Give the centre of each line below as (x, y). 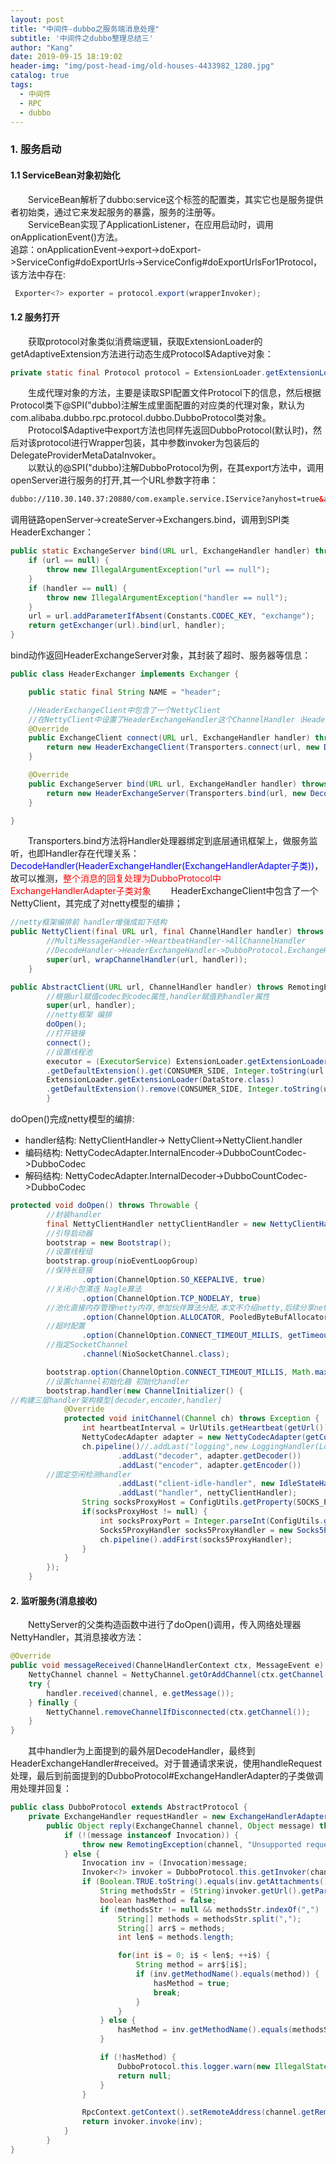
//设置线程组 (69, 1252)
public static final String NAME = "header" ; (125, 692)
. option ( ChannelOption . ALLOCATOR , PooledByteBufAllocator (205, 1317)
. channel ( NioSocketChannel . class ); (155, 1354)
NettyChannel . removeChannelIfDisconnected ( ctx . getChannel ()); (178, 1712)
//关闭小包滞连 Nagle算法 (94, 1289)
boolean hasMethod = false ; (158, 1900)
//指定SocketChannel (87, 1345)
